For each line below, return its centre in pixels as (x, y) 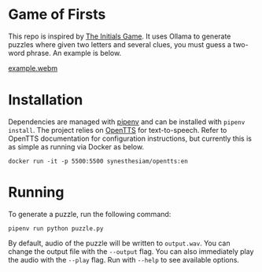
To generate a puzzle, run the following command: (90, 214)
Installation (46, 100)
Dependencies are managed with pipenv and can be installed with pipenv (127, 121)
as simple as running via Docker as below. (76, 146)
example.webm (33, 68)
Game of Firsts (57, 15)
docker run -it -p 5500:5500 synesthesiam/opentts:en (98, 161)
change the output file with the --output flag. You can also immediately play (131, 251)
